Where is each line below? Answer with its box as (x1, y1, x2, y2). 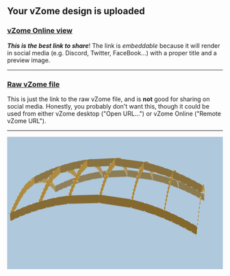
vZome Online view (7, 26, 73, 36)
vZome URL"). (7, 116, 47, 125)
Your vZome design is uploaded (7, 5, 145, 17)
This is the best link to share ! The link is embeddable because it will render (7, 41, 220, 50)
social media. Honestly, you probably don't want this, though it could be (7, 102, 210, 110)
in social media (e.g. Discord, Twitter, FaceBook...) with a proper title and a (7, 49, 217, 57)
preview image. (7, 56, 51, 64)
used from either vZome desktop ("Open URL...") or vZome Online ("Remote (7, 109, 221, 118)
